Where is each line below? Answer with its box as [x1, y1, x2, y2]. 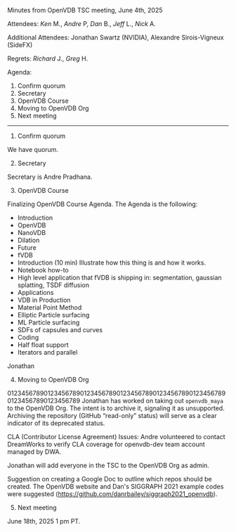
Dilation [17, 236, 40, 244]
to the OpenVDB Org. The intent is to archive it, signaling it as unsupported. [7, 404, 225, 412]
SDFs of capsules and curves [17, 326, 103, 334]
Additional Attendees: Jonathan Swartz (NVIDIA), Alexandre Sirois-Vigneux [7, 33, 224, 42]
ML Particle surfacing [17, 318, 80, 327]
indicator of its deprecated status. [7, 419, 105, 427]
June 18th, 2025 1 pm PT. [7, 517, 81, 525]
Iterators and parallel [17, 348, 78, 356]
